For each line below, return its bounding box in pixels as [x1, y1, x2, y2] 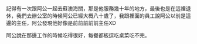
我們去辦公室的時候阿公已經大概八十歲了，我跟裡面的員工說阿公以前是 [16, 12, 186, 19]
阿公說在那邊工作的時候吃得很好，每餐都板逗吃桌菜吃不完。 [6, 32, 150, 39]
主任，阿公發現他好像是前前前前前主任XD [16, 20, 116, 26]
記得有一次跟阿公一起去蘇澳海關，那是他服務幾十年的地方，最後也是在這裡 [6, 5, 186, 12]
